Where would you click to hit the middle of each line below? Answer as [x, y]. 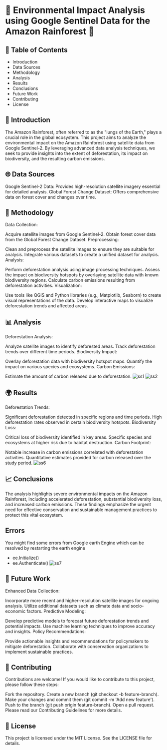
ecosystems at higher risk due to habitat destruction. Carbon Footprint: [78, 443]
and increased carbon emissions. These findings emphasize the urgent [78, 504]
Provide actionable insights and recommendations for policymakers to [77, 641]
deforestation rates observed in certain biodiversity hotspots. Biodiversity [81, 422]
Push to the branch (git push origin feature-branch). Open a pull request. [80, 705]
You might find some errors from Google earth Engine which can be [75, 543]
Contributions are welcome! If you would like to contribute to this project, [80, 680]
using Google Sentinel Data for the [78, 21]
